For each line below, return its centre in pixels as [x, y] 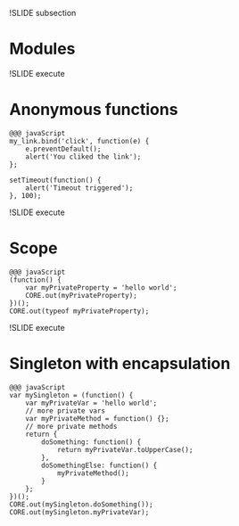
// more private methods [71, 426]
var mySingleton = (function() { [71, 395]
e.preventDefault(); [63, 149]
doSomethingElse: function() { [99, 465]
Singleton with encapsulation [120, 364]
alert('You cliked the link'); [83, 156]
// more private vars [65, 411]
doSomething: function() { [91, 442]
